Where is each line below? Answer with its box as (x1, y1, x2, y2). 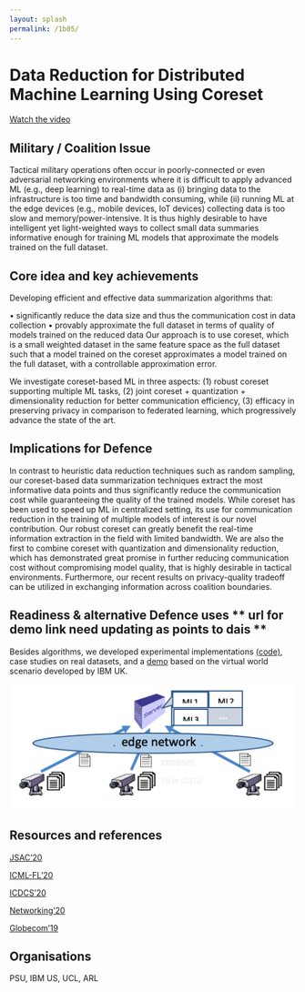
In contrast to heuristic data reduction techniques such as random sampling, (9, 465, 296, 476)
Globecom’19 (9, 922, 59, 933)
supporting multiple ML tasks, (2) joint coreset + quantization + (9, 386, 246, 397)
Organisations (9, 949, 92, 965)
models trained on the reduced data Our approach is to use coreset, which (9, 329, 290, 340)
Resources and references (9, 828, 163, 844)
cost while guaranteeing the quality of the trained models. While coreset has (9, 494, 296, 505)
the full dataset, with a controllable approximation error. (9, 359, 218, 369)
